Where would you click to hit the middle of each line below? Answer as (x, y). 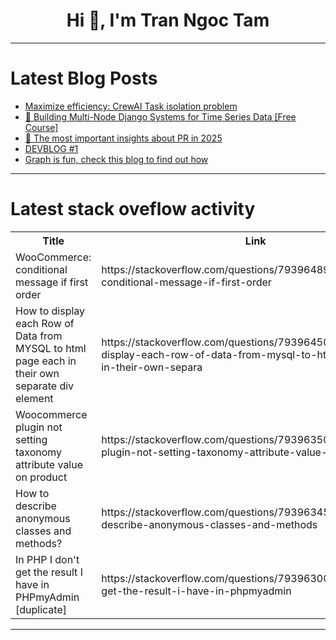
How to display (50, 311)
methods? (39, 543)
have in (32, 584)
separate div (45, 386)
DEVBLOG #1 (51, 148)
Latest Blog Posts (84, 78)
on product (41, 477)
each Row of (45, 323)
